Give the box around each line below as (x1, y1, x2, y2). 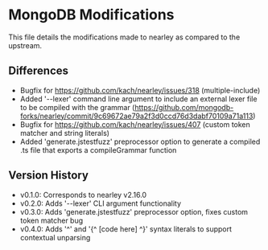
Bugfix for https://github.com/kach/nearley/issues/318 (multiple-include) (19, 85, 261, 95)
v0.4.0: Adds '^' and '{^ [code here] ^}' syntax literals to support (19, 223, 232, 234)
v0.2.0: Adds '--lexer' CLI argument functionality (19, 199, 182, 208)
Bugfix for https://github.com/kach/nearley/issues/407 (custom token (19, 119, 251, 129)
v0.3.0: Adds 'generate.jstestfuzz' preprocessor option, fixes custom (19, 207, 248, 216)
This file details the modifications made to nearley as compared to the (8, 32, 241, 42)
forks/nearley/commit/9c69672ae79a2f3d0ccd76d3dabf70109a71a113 (19, 111, 254, 121)
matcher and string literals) (19, 128, 110, 137)
